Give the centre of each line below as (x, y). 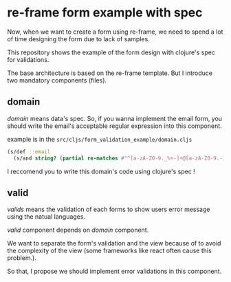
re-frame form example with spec (105, 13)
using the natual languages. (46, 217)
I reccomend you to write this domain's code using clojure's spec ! (101, 171)
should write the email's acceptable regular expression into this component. (114, 126)
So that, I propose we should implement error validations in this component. (114, 271)
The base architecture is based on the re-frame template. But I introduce (110, 73)
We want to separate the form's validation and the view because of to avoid (114, 243)
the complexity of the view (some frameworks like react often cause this (109, 251)
